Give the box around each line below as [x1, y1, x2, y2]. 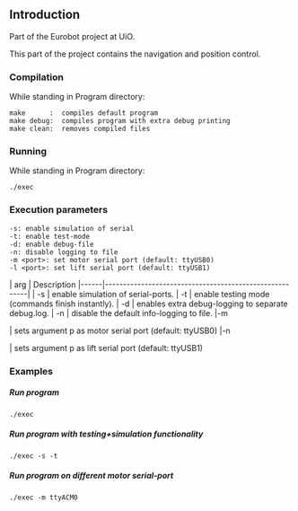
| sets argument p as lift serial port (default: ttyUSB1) [9, 342, 204, 353]
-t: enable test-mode [9, 232, 91, 241]
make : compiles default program [9, 109, 159, 118]
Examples [9, 365, 54, 377]
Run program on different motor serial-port [9, 471, 174, 481]
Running [9, 145, 48, 158]
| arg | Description [9, 278, 76, 290]
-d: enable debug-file [9, 240, 94, 249]
